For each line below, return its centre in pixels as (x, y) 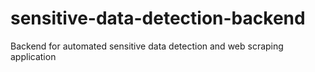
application (33, 56)
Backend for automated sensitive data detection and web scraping (147, 46)
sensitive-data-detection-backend (158, 18)
